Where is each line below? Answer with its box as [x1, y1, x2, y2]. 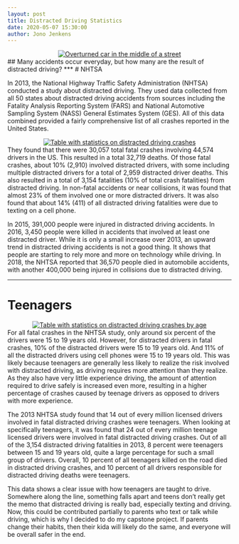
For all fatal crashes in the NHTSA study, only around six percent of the [7, 329, 216, 337]
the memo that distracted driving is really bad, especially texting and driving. [7, 500, 232, 508]
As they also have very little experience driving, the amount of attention [7, 374, 217, 382]
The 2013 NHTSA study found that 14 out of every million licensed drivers [7, 411, 223, 419]
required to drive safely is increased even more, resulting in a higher [7, 381, 208, 390]
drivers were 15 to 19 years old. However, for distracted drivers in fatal [7, 336, 213, 344]
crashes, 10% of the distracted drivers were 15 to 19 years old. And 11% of [7, 344, 224, 352]
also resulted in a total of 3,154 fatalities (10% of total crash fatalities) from [7, 176, 225, 185]
